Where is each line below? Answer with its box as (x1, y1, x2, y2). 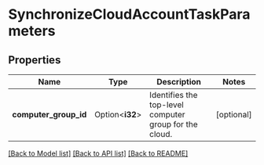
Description (156, 77, 202, 87)
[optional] (215, 109, 252, 120)
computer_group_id (12, 109, 87, 120)
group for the (148, 119, 198, 130)
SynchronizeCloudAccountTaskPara (8, 5, 251, 23)
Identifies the (148, 90, 198, 100)
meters (8, 22, 56, 40)
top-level (148, 99, 185, 110)
